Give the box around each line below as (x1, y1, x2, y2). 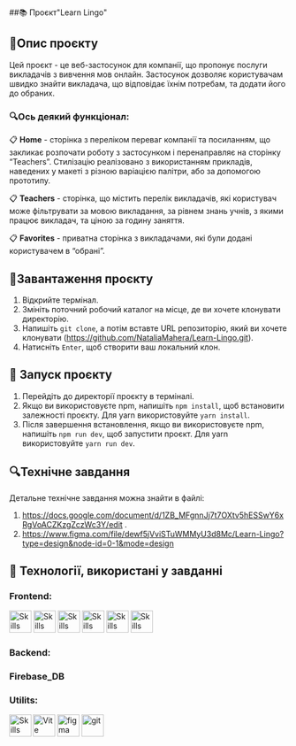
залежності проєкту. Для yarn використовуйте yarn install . (21, 410, 250, 420)
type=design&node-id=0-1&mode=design (21, 538, 174, 549)
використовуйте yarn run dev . (21, 437, 135, 449)
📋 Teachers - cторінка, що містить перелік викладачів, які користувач (9, 193, 277, 204)
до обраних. (9, 88, 56, 98)
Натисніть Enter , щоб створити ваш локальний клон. (21, 342, 221, 352)
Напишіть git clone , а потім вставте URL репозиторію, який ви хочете (21, 322, 287, 334)
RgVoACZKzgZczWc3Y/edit (21, 519, 124, 529)
